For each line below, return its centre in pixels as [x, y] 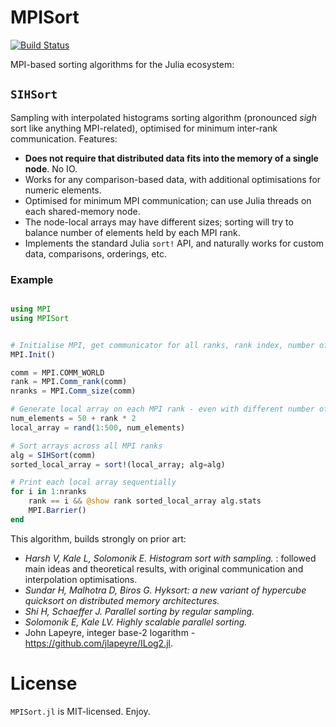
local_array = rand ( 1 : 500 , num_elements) [98, 427]
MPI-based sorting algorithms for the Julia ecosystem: [122, 64]
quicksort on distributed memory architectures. [122, 600]
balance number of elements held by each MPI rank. [132, 232]
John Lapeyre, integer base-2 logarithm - [110, 632]
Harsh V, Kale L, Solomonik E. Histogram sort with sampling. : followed [170, 558]
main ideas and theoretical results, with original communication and [164, 568]
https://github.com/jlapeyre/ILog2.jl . [99, 643]
